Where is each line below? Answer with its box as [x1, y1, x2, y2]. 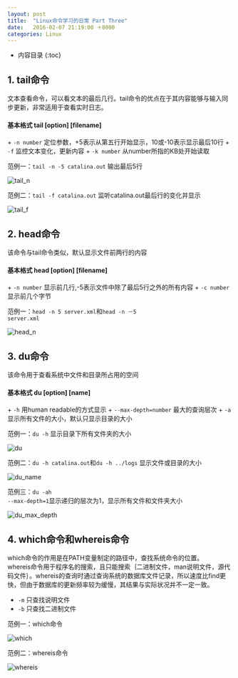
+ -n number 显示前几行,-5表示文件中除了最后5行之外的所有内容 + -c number [7, 283, 230, 291]
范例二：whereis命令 [7, 649, 68, 657]
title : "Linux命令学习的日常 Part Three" [7, 17, 128, 24]
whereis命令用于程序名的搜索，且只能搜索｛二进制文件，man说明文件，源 [7, 562, 224, 572]
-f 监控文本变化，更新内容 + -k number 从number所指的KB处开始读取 [7, 147, 210, 156]
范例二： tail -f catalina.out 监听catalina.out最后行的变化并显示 [7, 191, 201, 200]
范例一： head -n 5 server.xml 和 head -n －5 [7, 307, 137, 316]
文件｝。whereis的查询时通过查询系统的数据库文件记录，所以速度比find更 [13, 572, 227, 580]
